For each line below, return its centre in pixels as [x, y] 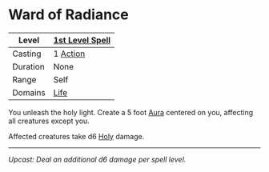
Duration [29, 66]
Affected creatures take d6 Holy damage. [76, 136]
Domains [29, 92]
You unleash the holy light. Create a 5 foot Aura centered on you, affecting [131, 112]
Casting [27, 54]
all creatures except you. [49, 121]
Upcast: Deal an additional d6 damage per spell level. [97, 159]
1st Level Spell [82, 40]
